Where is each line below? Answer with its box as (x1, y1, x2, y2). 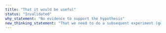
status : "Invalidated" (5, 12, 52, 16)
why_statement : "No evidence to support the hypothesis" (5, 16, 125, 21)
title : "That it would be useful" (5, 7, 77, 12)
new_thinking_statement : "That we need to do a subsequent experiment (5, 20, 154, 26)
